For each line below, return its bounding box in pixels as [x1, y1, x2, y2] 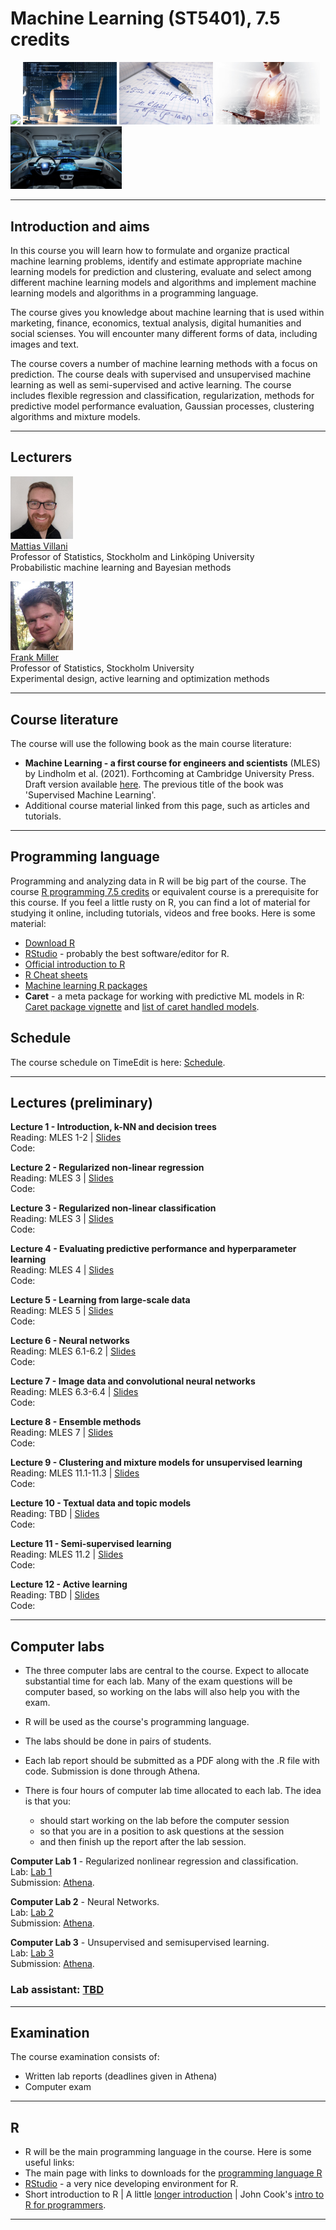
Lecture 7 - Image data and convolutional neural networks [10, 1375, 256, 1387]
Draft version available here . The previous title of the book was [24, 778, 284, 790]
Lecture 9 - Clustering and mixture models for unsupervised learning [10, 1457, 303, 1469]
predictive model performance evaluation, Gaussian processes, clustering [10, 400, 315, 412]
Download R [24, 937, 76, 949]
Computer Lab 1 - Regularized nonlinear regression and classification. [10, 1855, 299, 1867]
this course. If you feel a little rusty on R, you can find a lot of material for [10, 896, 311, 908]
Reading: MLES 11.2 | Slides [10, 1548, 124, 1561]
